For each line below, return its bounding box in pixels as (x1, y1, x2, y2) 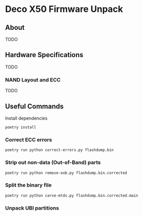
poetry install (5, 125, 37, 130)
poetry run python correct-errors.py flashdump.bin (5, 147, 114, 152)
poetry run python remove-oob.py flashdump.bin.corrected (5, 170, 127, 175)
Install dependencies (5, 115, 48, 121)
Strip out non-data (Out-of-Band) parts (5, 159, 101, 166)
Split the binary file (5, 182, 52, 189)
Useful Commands (5, 102, 64, 110)
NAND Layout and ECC (5, 76, 61, 83)
